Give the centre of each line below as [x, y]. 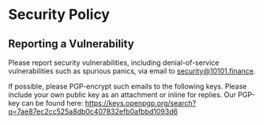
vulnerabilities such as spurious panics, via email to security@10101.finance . [132, 71]
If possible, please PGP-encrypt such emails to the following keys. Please [128, 86]
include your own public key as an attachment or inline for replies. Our [122, 95]
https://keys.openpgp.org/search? [141, 103]
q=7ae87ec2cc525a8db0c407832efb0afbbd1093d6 [93, 111]
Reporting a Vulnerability [71, 44]
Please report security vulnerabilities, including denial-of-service [114, 62]
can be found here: [53, 103]
